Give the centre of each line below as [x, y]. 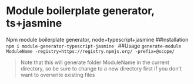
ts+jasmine [34, 23]
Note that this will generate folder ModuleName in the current [95, 62]
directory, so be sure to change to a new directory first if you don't [101, 68]
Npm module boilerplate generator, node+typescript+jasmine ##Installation [97, 39]
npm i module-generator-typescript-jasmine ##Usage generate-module [94, 46]
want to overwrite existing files [58, 75]
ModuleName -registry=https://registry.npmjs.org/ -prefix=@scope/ [91, 51]
